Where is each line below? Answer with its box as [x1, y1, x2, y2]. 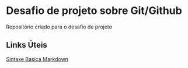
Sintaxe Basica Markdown [6, 55, 69, 62]
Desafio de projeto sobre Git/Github [6, 4, 182, 17]
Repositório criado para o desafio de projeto [6, 23, 113, 30]
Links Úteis [6, 40, 48, 50]
